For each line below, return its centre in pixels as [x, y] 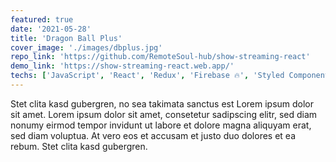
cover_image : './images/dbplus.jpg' [86, 47]
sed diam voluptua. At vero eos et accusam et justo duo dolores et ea [153, 135]
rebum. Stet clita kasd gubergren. [79, 146]
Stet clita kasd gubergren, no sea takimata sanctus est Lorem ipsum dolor [162, 103]
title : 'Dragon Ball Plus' [66, 38]
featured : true [42, 19]
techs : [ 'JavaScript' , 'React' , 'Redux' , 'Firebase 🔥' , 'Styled [147, 76]
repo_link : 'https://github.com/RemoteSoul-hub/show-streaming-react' [160, 57]
